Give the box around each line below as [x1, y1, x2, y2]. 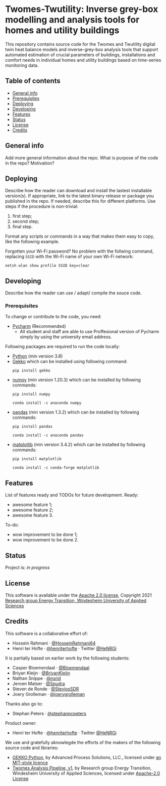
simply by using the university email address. [19, 334, 112, 340]
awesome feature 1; [12, 502, 53, 508]
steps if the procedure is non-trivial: [5, 203, 78, 210]
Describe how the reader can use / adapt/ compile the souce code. [5, 290, 142, 296]
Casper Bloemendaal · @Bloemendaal [12, 664, 90, 670]
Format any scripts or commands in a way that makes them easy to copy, [5, 233, 155, 240]
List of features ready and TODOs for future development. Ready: [5, 492, 139, 498]
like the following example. [5, 239, 59, 245]
